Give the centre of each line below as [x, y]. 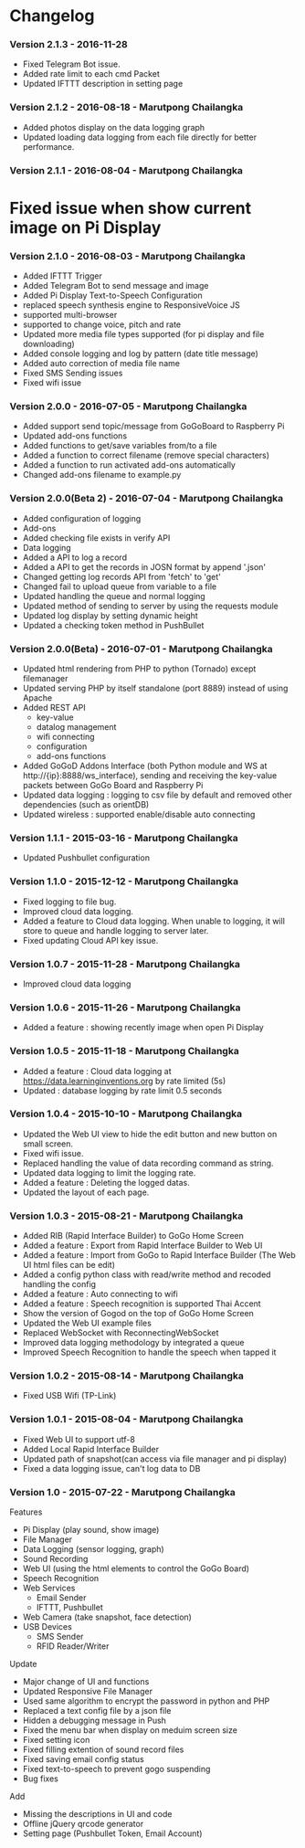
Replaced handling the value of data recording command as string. [148, 1163]
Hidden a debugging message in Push [95, 1721]
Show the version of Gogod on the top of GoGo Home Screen [138, 1314]
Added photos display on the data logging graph [114, 127]
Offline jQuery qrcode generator [83, 1824]
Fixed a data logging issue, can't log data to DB [111, 1468]
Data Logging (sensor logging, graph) [93, 1549]
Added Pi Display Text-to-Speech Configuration [112, 296]
